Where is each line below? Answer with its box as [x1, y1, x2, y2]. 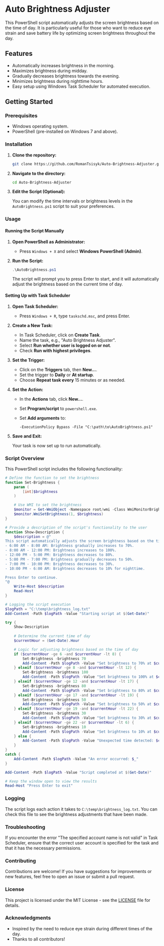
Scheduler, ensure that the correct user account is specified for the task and [5, 840, 159, 845]
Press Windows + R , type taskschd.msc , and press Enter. [19, 313, 130, 319]
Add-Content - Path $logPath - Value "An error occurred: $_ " [14, 756, 139, 761]
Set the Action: [12, 386, 43, 392]
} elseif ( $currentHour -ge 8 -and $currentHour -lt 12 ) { [14, 665, 137, 670]
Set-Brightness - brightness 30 [22, 711, 86, 716]
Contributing [5, 857, 36, 864]
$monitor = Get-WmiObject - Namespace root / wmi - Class [14, 507, 125, 512]
